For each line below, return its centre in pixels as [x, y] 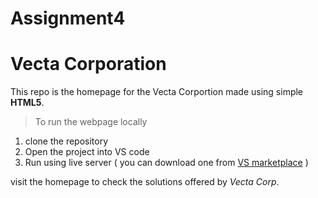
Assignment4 [68, 18]
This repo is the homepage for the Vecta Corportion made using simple [157, 92]
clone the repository [66, 141]
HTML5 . [27, 103]
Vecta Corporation [88, 64]
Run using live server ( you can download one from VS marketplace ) [166, 163]
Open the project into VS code [87, 152]
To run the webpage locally [91, 122]
